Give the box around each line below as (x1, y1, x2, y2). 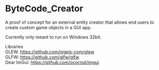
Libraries (5, 43, 23, 49)
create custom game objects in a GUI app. (5, 24, 92, 30)
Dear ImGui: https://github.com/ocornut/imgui (5, 59, 99, 65)
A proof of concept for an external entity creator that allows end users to (5, 19, 155, 25)
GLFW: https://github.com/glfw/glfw (5, 54, 80, 60)
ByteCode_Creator (5, 3, 84, 14)
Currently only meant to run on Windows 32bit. (5, 34, 102, 40)
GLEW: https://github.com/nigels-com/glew (5, 49, 95, 55)
